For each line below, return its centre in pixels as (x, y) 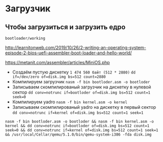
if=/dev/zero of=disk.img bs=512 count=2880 (59, 77)
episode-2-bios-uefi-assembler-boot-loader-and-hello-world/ (69, 53)
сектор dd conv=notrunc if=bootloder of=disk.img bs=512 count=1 (81, 92)
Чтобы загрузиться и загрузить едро (65, 27)
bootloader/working (25, 38)
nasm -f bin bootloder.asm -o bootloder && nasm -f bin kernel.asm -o (80, 122)
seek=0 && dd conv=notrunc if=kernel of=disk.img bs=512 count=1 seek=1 (82, 130)
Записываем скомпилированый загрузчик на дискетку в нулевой (81, 87)
